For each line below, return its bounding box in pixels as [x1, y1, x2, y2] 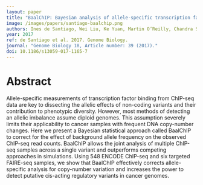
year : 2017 [6, 32, 34, 38]
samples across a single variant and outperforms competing [17, 146, 167, 153]
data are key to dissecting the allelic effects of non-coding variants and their [6, 101, 196, 108]
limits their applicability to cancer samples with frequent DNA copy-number [6, 120, 194, 127]
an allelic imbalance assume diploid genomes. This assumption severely [6, 113, 186, 121]
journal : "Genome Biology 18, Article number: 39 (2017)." [6, 43, 158, 49]
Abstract [6, 74, 51, 88]
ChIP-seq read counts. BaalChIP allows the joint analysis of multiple [6, 140, 175, 147]
